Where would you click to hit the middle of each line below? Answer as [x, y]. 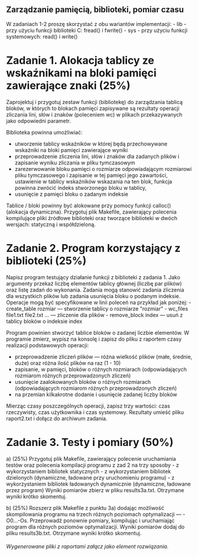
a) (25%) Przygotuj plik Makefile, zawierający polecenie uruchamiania [91, 458]
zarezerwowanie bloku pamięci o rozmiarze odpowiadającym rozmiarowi [103, 169]
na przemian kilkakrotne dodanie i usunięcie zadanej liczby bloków [96, 394]
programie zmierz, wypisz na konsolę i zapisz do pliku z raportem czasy [94, 339]
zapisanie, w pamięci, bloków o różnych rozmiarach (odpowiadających [101, 369]
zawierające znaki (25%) [69, 86]
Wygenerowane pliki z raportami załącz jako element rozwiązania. [87, 547]
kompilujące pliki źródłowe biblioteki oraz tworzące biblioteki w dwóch [92, 218]
